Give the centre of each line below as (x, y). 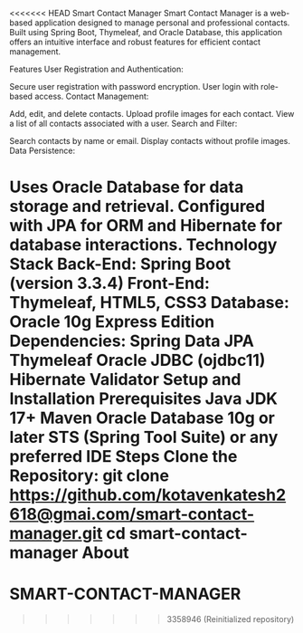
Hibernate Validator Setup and (125, 380)
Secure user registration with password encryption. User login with (134, 86)
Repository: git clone (90, 476)
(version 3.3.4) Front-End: (110, 283)
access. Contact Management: (92, 96)
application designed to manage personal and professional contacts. (162, 23)
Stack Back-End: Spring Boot (120, 264)
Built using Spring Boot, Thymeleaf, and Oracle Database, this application (146, 32)
